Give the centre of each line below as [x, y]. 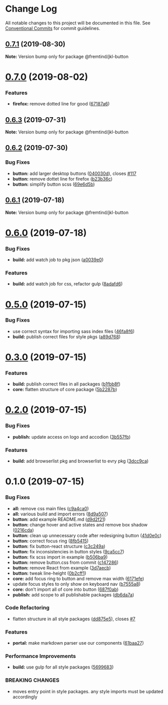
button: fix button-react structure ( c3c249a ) [59, 546]
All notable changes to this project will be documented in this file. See [78, 23]
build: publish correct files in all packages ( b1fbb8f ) [66, 384]
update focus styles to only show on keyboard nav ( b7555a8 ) [76, 584]
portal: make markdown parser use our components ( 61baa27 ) [78, 643]
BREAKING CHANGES [32, 680]
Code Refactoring [27, 608]
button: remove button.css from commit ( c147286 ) [66, 562]
